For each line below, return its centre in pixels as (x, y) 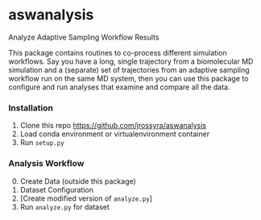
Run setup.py (42, 143)
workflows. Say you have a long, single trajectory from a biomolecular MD (131, 61)
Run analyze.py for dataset (65, 206)
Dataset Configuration (57, 189)
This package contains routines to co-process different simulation (118, 52)
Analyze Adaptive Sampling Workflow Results (84, 37)
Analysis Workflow (46, 164)
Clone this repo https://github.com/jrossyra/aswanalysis (113, 126)
